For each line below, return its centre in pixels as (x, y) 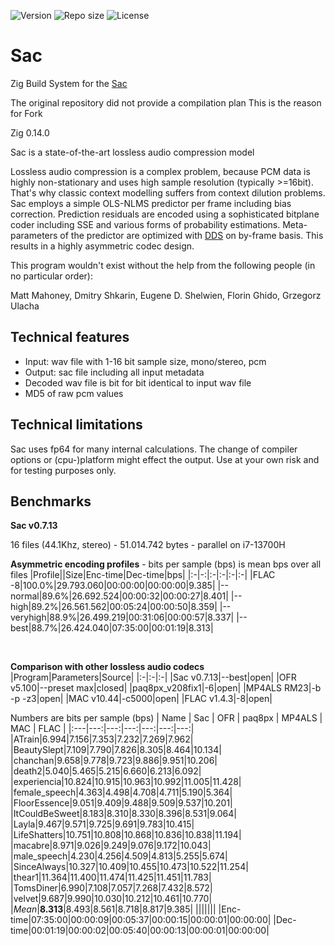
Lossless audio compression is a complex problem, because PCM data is (160, 171)
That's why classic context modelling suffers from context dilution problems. (168, 192)
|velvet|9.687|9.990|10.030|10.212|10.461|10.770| (111, 899)
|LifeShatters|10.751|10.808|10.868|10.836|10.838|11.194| (126, 835)
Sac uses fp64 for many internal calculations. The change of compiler (154, 449)
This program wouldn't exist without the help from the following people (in (163, 265)
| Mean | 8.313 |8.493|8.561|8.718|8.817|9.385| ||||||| (113, 909)
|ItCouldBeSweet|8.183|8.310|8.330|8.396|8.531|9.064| (123, 814)
